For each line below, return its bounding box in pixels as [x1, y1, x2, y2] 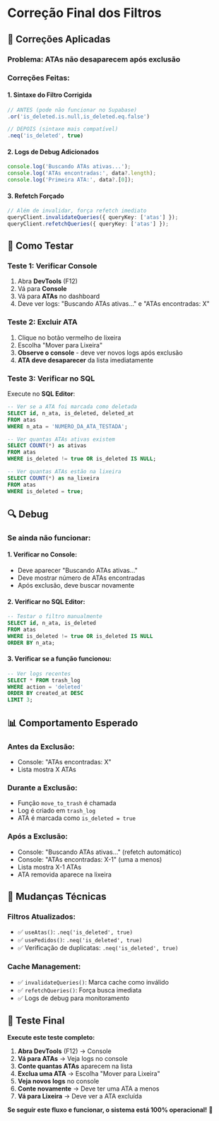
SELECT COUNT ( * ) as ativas [7, 442, 87, 449]
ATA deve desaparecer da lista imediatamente [17, 355, 154, 364]
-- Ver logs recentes [7, 670, 71, 677]
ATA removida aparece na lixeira [17, 870, 112, 879]
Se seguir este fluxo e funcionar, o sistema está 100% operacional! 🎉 [7, 1105, 213, 1114]
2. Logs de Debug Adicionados [7, 147, 99, 156]
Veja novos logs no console [17, 1077, 100, 1086]
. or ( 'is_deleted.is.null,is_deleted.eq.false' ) [7, 113, 150, 120]
